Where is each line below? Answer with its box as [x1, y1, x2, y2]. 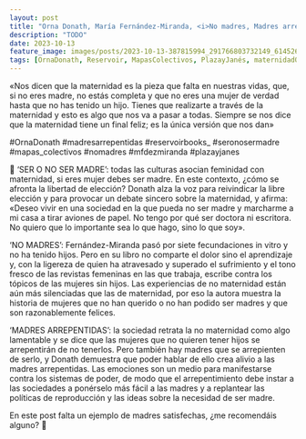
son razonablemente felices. [9, 307, 116, 318]
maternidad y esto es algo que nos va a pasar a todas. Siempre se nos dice [9, 110, 291, 120]
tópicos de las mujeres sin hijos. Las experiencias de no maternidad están [9, 278, 287, 289]
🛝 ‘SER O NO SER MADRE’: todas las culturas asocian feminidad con [9, 165, 265, 175]
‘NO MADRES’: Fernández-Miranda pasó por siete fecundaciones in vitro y [9, 240, 289, 250]
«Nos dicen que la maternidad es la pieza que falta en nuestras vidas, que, [9, 81, 290, 91]
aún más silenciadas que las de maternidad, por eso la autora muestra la [9, 288, 281, 298]
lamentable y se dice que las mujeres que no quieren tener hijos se [9, 334, 260, 345]
